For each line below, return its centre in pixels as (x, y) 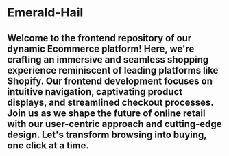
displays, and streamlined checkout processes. (110, 102)
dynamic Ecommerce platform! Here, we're (101, 48)
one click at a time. (48, 145)
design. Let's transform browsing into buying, (107, 134)
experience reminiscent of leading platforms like (113, 70)
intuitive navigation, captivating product (95, 92)
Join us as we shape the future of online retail (106, 113)
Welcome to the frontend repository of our (99, 38)
